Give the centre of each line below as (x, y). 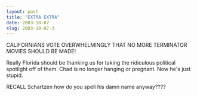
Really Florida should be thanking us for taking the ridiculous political (91, 63)
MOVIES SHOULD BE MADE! (41, 52)
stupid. (15, 75)
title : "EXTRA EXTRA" (33, 17)
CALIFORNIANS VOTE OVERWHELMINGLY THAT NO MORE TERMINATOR (97, 45)
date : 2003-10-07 (28, 23)
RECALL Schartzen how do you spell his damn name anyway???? (86, 87)
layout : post (22, 12)
